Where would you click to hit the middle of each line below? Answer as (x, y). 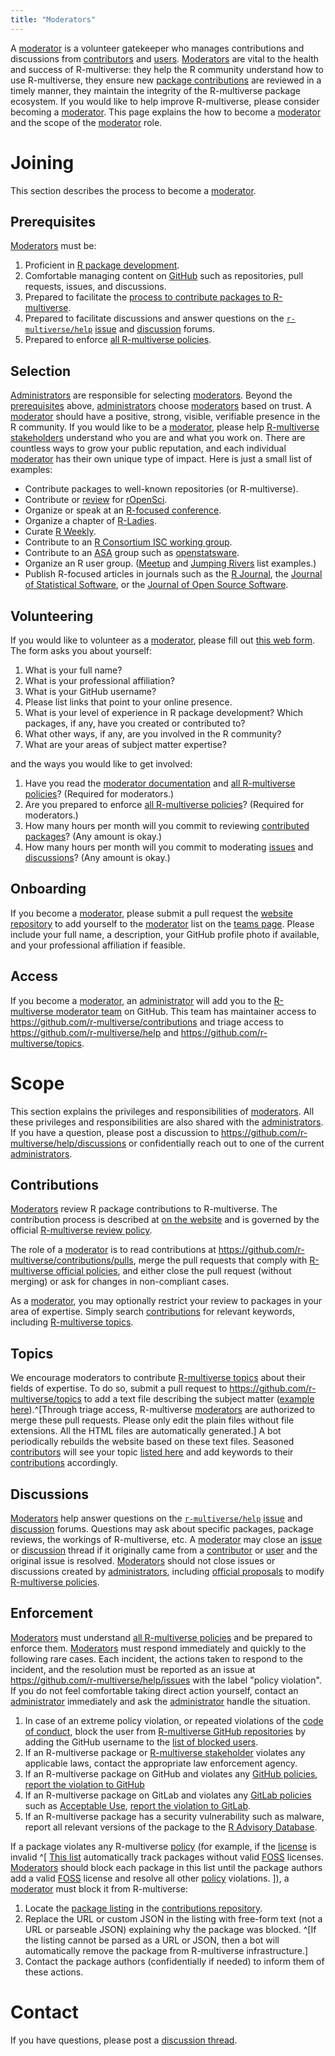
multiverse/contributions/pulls (72, 1260)
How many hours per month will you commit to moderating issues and (169, 847)
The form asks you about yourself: (81, 650)
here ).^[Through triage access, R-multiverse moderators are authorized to (163, 1410)
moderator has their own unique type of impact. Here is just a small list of (161, 459)
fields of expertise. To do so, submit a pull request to (119, 1388)
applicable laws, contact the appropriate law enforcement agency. (161, 1763)
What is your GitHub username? (90, 691)
